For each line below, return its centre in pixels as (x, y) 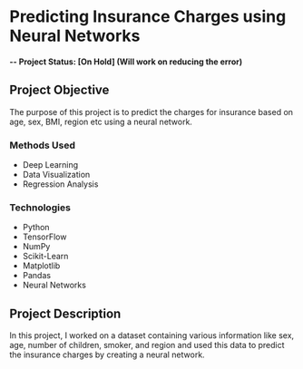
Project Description (65, 313)
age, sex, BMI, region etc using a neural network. (101, 121)
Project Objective (59, 90)
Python (36, 228)
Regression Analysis (60, 184)
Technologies (40, 208)
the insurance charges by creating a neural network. (108, 354)
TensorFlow (44, 237)
